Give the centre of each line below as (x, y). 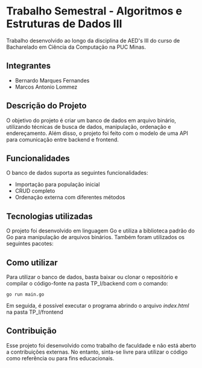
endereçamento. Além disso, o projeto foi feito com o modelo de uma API (97, 133)
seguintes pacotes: (30, 244)
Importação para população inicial (57, 184)
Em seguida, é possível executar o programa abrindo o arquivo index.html (98, 306)
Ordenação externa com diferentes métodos (70, 198)
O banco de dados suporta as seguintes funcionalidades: (77, 173)
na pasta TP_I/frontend (35, 312)
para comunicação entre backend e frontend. (63, 139)
